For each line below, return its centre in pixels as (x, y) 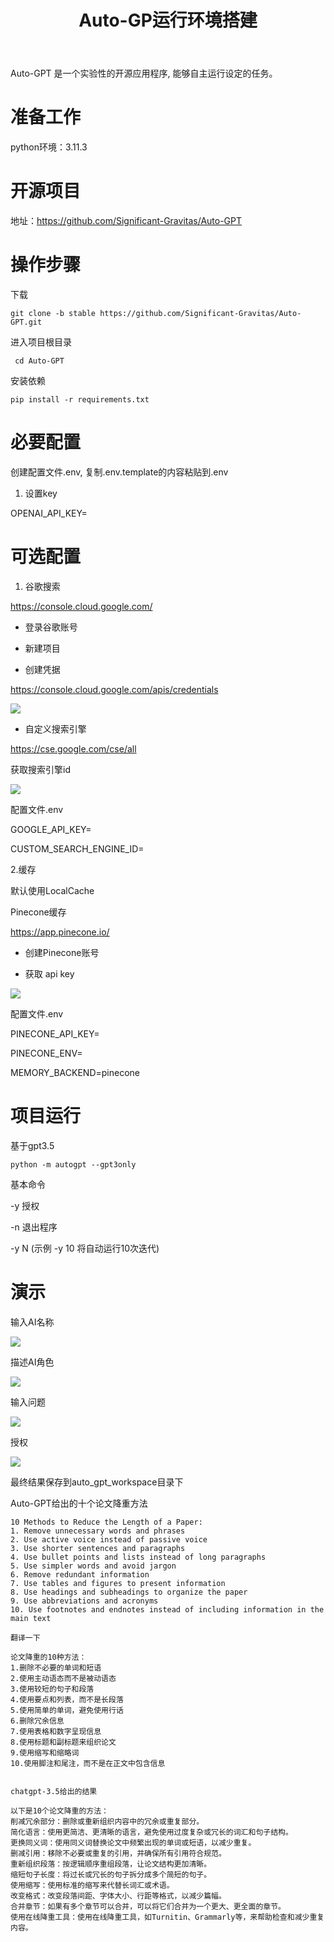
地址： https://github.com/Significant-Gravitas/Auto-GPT (126, 221)
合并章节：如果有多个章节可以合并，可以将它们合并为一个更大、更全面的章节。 (148, 1906)
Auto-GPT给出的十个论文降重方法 (79, 1503)
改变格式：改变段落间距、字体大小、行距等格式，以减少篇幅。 (118, 1896)
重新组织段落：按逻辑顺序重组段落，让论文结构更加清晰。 (111, 1864)
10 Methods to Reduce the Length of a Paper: (106, 1522)
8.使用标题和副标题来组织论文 (63, 1742)
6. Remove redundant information (80, 1574)
